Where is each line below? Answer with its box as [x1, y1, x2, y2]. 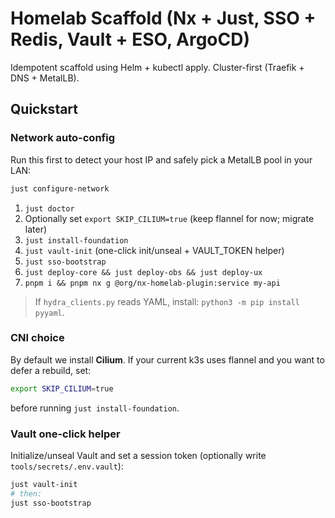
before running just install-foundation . [10, 402, 180, 414]
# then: [10, 488, 43, 499]
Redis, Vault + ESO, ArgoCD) [10, 28, 251, 51]
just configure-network [10, 183, 110, 194]
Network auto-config [10, 131, 115, 145]
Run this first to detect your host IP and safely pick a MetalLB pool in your [10, 153, 313, 166]
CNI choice [10, 331, 65, 345]
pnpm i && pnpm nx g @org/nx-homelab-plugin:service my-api [24, 278, 281, 288]
